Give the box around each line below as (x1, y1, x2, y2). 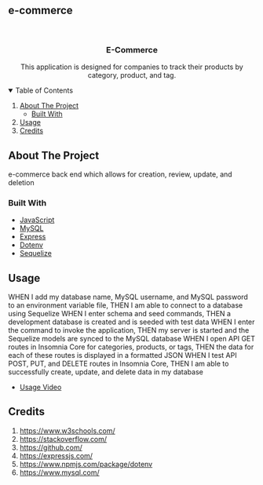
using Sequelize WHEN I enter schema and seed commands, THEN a (8, 309, 232, 319)
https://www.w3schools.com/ (19, 425, 115, 436)
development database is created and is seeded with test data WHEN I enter (8, 317, 255, 326)
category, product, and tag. (87, 71, 177, 80)
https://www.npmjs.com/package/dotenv (19, 459, 153, 469)
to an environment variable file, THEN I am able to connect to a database (8, 301, 243, 310)
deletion (8, 177, 35, 187)
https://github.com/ (19, 443, 82, 452)
